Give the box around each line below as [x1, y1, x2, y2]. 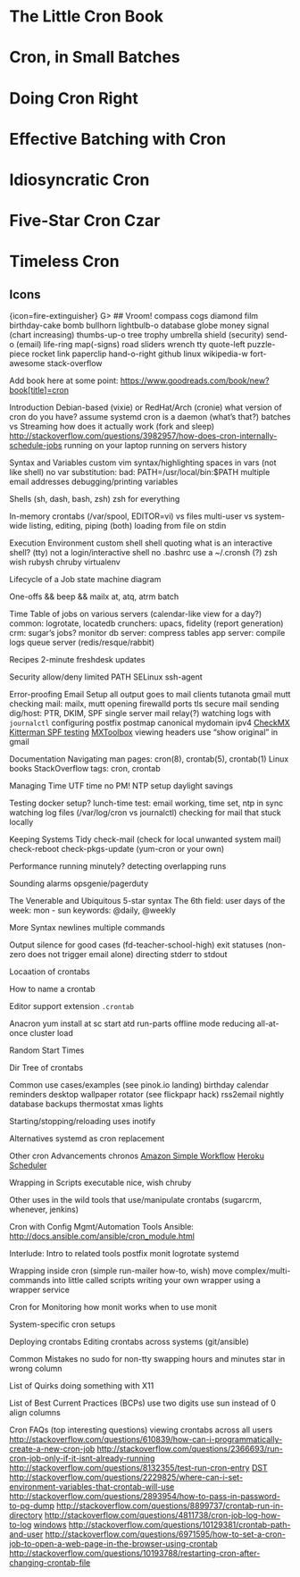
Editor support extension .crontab [9, 1001, 134, 1012]
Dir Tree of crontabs [9, 1063, 83, 1073]
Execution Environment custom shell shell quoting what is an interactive [9, 538, 273, 548]
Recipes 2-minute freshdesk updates [9, 655, 146, 665]
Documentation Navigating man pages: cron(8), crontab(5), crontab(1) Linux [9, 754, 289, 764]
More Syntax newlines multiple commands [9, 922, 165, 933]
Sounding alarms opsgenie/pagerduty [9, 878, 149, 889]
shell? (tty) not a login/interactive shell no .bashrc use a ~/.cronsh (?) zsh [9, 547, 279, 558]
